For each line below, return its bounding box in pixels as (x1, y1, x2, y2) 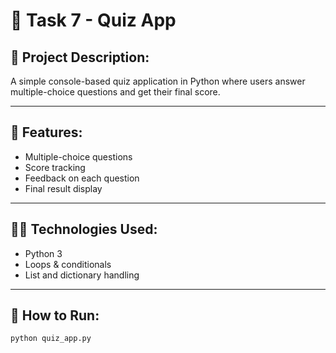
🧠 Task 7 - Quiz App (10, 9, 177, 32)
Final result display (24, 182, 103, 194)
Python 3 (24, 247, 63, 259)
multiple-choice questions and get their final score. (10, 86, 221, 98)
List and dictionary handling (24, 269, 140, 281)
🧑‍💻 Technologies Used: (10, 221, 158, 238)
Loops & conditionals (24, 258, 112, 270)
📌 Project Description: (10, 49, 150, 66)
